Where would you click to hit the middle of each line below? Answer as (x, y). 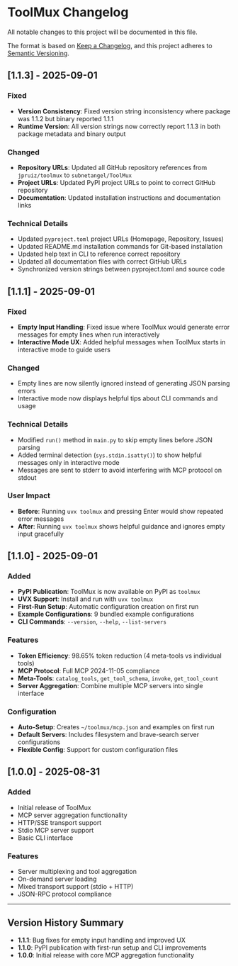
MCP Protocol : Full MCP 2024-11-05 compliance (89, 670)
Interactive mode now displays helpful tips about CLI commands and (118, 398)
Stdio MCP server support (56, 830)
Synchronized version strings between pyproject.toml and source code (121, 269)
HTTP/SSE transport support (59, 822)
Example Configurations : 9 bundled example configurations (106, 614)
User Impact (29, 495)
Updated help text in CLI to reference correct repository (99, 254)
